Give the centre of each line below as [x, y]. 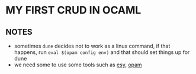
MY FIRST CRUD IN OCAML [73, 10]
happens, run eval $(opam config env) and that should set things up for [102, 52]
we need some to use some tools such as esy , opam [78, 65]
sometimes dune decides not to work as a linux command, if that [92, 46]
